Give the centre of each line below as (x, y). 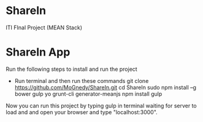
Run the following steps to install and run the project (71, 69)
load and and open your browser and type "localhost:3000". (82, 112)
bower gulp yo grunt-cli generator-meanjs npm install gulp (88, 94)
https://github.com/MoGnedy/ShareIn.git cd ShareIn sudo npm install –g (105, 87)
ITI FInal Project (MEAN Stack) (44, 27)
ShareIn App (38, 52)
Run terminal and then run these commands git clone (82, 81)
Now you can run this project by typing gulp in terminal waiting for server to (101, 106)
